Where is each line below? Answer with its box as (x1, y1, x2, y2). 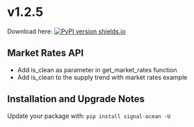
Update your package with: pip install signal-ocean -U (7, 112, 171, 120)
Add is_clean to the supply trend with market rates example (17, 73, 188, 81)
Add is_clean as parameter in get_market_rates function (17, 65, 177, 74)
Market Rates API (7, 47, 84, 59)
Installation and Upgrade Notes (7, 93, 145, 105)
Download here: (7, 27, 53, 35)
